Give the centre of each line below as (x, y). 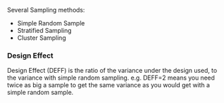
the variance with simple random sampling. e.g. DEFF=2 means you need (111, 78)
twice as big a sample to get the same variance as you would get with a (109, 85)
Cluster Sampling (42, 38)
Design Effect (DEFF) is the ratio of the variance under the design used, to (112, 71)
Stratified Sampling (44, 31)
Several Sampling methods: (46, 10)
